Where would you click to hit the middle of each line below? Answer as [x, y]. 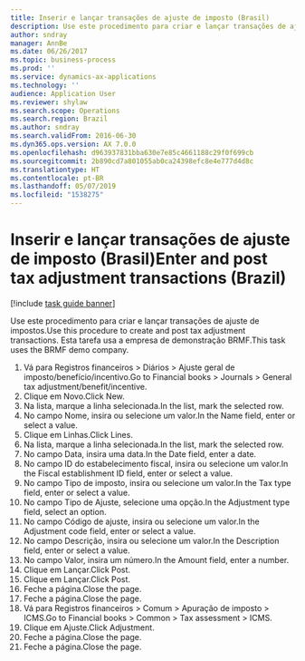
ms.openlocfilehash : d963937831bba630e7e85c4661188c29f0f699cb [132, 152]
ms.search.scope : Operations [65, 111]
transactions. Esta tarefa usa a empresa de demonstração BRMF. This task [148, 340]
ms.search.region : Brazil [59, 119]
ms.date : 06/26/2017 [49, 52]
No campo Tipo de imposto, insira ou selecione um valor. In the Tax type [157, 482]
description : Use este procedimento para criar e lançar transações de [148, 26]
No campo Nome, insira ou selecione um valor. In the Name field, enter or [159, 415]
